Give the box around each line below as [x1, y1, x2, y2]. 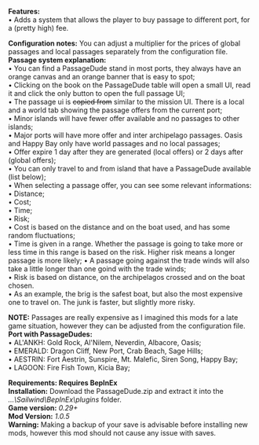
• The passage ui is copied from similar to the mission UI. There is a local [8, 97, 245, 106]
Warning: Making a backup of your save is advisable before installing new [8, 420, 249, 429]
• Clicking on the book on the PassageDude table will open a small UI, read [8, 80, 251, 90]
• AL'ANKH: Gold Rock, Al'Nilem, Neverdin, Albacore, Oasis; [8, 338, 202, 347]
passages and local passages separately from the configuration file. [8, 47, 228, 56]
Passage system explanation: [8, 55, 107, 64]
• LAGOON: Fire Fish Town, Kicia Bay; [8, 363, 131, 372]
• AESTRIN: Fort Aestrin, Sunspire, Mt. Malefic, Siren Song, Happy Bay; [8, 355, 238, 364]
